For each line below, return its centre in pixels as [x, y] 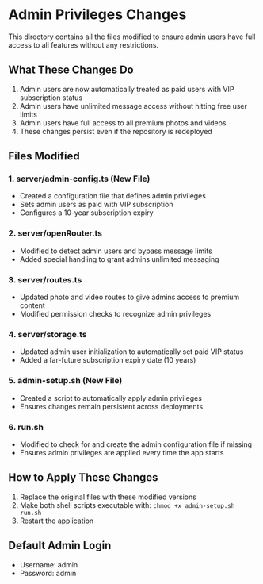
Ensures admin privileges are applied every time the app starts [122, 452]
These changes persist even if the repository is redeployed [116, 131]
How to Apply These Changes [83, 478]
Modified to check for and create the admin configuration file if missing [135, 444]
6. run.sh [26, 427]
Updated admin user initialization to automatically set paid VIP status [131, 352]
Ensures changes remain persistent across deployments [111, 406]
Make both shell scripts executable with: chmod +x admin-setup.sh [127, 505]
